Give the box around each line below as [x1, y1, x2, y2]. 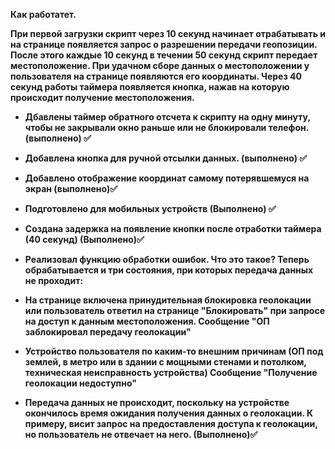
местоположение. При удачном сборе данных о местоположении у [10, 60, 310, 71]
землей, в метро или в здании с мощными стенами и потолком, [24, 356, 307, 368]
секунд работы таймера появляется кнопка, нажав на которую [10, 81, 290, 93]
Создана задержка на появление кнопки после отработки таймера [24, 223, 322, 234]
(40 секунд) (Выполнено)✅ [24, 234, 145, 245]
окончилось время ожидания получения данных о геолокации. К [24, 407, 314, 419]
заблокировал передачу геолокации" [24, 326, 192, 338]
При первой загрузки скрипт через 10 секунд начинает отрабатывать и [10, 28, 327, 39]
